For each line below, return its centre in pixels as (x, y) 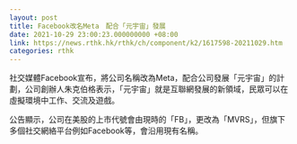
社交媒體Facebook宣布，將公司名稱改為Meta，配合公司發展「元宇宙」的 (143, 78)
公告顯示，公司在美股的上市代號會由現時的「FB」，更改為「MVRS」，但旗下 (147, 120)
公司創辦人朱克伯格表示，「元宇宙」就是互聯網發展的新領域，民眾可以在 (157, 89)
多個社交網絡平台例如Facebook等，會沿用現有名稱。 (106, 130)
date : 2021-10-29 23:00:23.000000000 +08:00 (94, 34)
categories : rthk (42, 51)
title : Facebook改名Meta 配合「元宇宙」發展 (87, 26)
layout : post (34, 18)
